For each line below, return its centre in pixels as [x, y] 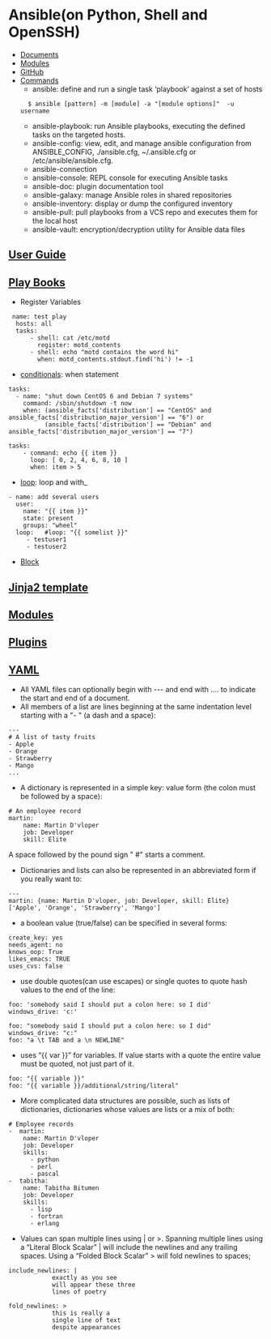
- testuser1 [47, 540]
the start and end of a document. [75, 698]
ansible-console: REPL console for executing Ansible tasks [130, 178]
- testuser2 [47, 547]
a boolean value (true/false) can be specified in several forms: [124, 923]
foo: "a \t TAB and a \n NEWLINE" [67, 1040]
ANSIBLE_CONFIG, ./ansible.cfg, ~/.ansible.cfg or [114, 152]
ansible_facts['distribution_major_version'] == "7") [101, 432]
